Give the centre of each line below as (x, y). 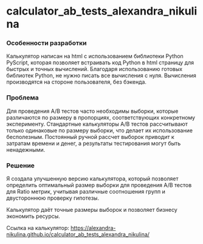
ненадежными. (26, 149)
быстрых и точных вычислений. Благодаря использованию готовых (95, 69)
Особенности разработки (46, 43)
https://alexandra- (93, 228)
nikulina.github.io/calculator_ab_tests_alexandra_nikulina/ (78, 234)
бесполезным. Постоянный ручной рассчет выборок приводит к (90, 137)
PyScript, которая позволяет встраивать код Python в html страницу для (100, 63)
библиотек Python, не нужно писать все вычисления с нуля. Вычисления (101, 76)
